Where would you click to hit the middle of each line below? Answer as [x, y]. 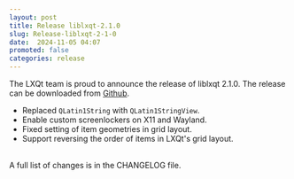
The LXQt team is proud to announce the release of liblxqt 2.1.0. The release [147, 84]
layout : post [33, 17]
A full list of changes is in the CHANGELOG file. [95, 165]
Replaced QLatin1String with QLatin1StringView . [111, 110]
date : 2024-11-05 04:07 [55, 42]
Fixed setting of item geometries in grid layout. [107, 129]
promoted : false [39, 51]
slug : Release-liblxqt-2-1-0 [63, 34]
